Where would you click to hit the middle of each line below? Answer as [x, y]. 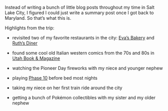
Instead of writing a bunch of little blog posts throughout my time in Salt [80, 7]
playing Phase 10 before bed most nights [55, 78]
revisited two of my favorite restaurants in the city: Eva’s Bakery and [83, 38]
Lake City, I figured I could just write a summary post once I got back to [79, 13]
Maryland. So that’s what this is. [38, 18]
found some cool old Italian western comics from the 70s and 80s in [83, 53]
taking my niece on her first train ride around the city [67, 88]
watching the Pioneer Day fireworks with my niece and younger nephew [87, 68]
